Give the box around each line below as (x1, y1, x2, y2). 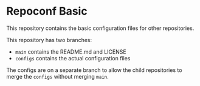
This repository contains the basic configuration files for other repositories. (6, 24, 195, 32)
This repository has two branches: (6, 36, 92, 43)
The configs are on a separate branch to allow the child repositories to (6, 66, 182, 74)
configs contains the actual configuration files (15, 54, 131, 62)
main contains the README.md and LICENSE (15, 48, 126, 56)
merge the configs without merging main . (6, 73, 109, 80)
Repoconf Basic (6, 4, 88, 18)
